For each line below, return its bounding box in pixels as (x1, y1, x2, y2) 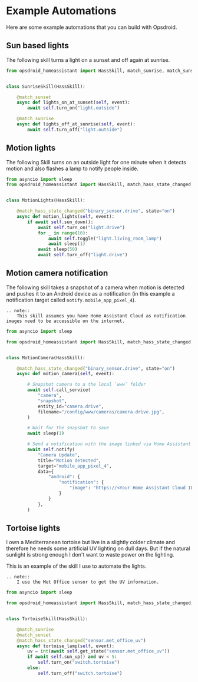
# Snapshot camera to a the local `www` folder (27, 382, 146, 388)
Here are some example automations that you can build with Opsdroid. (6, 24, 177, 31)
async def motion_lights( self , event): (16, 214, 115, 220)
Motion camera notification (6, 268, 108, 278)
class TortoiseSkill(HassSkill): (6, 616, 88, 622)
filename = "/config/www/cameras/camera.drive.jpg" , (37, 409, 165, 415)
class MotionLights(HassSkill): (6, 197, 85, 204)
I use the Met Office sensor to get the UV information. (16, 579, 160, 585)
